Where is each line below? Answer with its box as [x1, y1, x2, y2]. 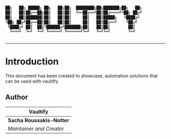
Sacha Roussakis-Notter [8, 117, 70, 124]
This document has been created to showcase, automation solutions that [5, 73, 158, 79]
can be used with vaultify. [5, 78, 60, 84]
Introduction [5, 56, 59, 67]
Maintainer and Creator [8, 125, 64, 132]
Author [5, 93, 28, 102]
